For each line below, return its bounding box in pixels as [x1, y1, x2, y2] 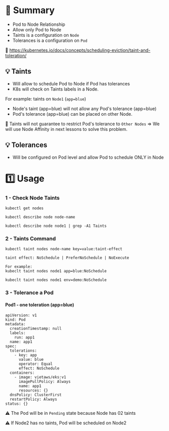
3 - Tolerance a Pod [5, 289, 54, 296]
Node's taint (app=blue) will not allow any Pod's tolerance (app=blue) [12, 106, 157, 112]
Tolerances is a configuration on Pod [12, 37, 88, 43]
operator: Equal [18, 361, 53, 367]
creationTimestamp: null [10, 326, 62, 331]
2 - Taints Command [5, 235, 56, 242]
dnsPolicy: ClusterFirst [10, 393, 62, 398]
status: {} [5, 401, 28, 406]
